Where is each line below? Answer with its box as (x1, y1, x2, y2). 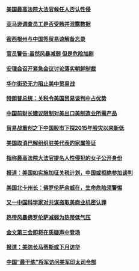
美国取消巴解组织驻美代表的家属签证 (6, 139, 96, 147)
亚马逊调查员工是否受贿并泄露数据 (6, 20, 91, 28)
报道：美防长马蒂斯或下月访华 (6, 243, 80, 251)
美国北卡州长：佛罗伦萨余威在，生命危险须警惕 (6, 184, 122, 191)
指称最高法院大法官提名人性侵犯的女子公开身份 (6, 154, 122, 162)
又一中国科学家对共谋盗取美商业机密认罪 (6, 199, 107, 206)
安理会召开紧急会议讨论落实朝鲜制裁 (6, 65, 96, 72)
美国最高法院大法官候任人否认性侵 (6, 5, 91, 13)
